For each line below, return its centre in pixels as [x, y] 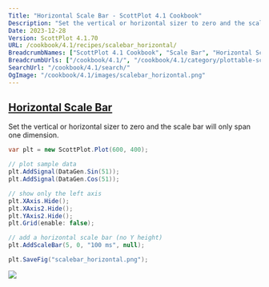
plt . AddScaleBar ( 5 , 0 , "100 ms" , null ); [77, 245]
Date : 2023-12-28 [37, 30]
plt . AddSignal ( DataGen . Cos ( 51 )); [64, 179]
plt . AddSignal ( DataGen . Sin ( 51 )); [64, 172]
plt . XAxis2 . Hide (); [41, 209]
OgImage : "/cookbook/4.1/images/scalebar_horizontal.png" [107, 75]
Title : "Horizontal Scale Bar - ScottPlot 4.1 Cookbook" [105, 16]
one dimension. [34, 135]
